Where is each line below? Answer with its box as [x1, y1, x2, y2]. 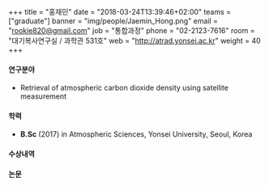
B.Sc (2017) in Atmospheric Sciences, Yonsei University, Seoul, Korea [19, 129, 253, 139]
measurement [19, 91, 67, 101]
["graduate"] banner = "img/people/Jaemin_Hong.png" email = [8, 16, 219, 26]
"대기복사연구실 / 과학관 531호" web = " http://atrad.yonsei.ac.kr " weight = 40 [8, 36, 261, 45]
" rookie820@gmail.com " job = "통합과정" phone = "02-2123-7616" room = [8, 26, 255, 35]
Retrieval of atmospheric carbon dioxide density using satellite [19, 83, 229, 93]
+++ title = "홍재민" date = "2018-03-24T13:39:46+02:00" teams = [8, 7, 232, 16]
